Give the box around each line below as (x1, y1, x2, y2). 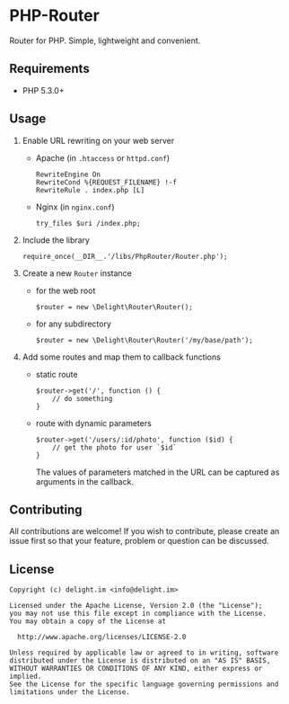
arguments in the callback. (35, 476, 135, 486)
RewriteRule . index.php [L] (35, 185, 145, 194)
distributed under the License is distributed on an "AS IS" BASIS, (9, 656, 271, 665)
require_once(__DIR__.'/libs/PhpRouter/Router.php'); (22, 252, 228, 261)
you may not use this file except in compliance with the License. (9, 609, 267, 619)
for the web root (35, 285, 96, 296)
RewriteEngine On (35, 170, 101, 179)
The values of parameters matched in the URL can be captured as (35, 467, 280, 477)
